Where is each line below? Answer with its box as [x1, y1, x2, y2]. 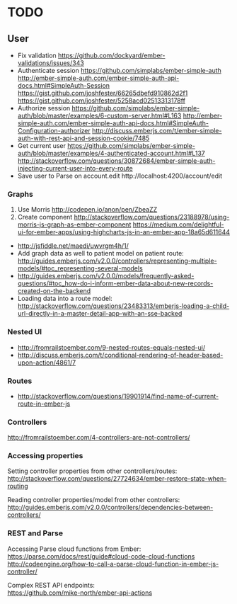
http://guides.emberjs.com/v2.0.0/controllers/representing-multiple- [17, 256, 217, 266]
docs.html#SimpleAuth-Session [17, 81, 110, 89]
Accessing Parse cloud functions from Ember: [7, 545, 141, 553]
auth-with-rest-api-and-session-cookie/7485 [17, 134, 150, 142]
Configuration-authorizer [17, 127, 91, 135]
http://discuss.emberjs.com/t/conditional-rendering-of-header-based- [17, 351, 224, 359]
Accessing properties [7, 451, 83, 461]
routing [7, 482, 28, 491]
